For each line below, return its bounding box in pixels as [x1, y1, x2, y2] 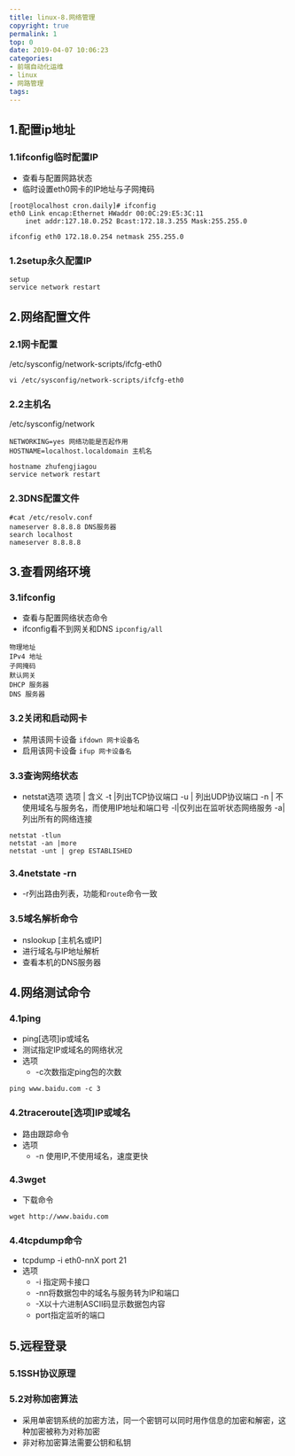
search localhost [9, 530, 74, 539]
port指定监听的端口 [35, 1310, 105, 1320]
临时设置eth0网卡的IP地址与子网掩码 [21, 183, 155, 195]
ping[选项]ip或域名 [21, 1033, 90, 1044]
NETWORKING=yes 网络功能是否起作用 [9, 438, 128, 447]
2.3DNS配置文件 [9, 493, 80, 505]
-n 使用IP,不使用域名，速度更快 [35, 1150, 149, 1161]
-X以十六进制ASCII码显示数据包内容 [35, 1299, 166, 1310]
